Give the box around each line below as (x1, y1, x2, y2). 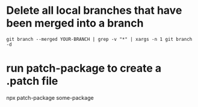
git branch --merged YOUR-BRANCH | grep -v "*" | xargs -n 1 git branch (6, 36, 193, 42)
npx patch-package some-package (6, 94, 94, 101)
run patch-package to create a (6, 61, 161, 75)
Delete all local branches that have (6, 4, 182, 17)
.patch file (6, 75, 58, 88)
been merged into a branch (6, 16, 144, 30)
